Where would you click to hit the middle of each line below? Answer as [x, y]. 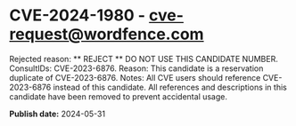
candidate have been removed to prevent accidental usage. [119, 96]
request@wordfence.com [107, 34]
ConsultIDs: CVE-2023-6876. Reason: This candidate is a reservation [136, 68]
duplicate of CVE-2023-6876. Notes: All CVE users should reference [135, 77]
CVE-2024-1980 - [77, 16]
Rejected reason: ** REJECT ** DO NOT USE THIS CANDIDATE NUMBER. [144, 59]
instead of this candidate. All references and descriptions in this [170, 87]
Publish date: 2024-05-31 [57, 114]
